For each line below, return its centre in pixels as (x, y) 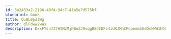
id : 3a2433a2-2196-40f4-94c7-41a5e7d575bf (51, 10)
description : (19, 29)
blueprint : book (22, 15)
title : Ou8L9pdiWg (25, 19)
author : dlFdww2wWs (26, 24)
